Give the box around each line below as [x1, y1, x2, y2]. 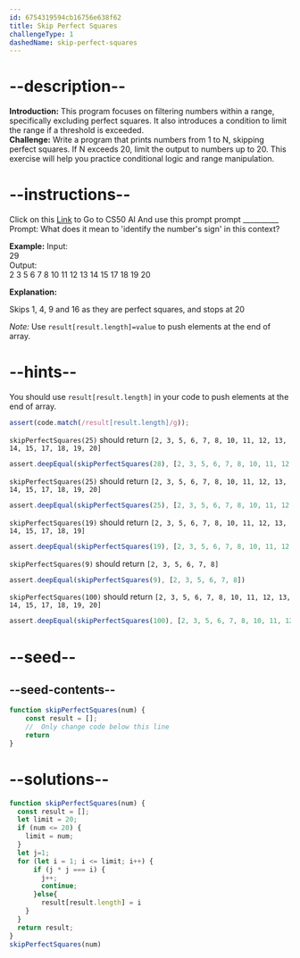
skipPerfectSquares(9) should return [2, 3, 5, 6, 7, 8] [9, 558, 220, 569]
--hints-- [9, 362, 78, 382]
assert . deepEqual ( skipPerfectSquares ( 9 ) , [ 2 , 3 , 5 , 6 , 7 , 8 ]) [9, 575, 246, 585]
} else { [32, 890, 58, 899]
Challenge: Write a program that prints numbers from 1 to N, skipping [9, 135, 265, 146]
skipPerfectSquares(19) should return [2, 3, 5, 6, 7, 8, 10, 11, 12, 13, [9, 517, 287, 528]
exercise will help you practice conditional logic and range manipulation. [9, 154, 275, 164]
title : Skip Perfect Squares [9, 21, 118, 30]
